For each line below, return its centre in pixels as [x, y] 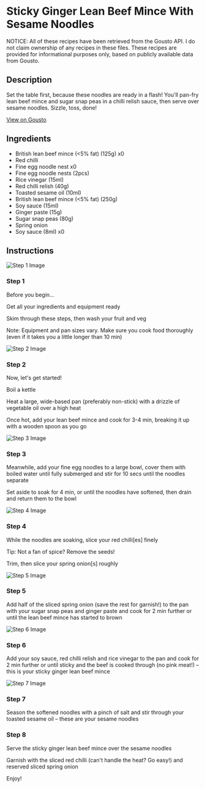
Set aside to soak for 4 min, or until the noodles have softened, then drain [99, 492]
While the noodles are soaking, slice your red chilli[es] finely [82, 540]
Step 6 [16, 645]
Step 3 [16, 454]
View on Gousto [27, 119]
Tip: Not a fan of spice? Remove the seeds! [61, 551]
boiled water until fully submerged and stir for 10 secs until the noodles [96, 474]
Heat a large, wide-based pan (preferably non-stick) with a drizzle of [93, 401]
